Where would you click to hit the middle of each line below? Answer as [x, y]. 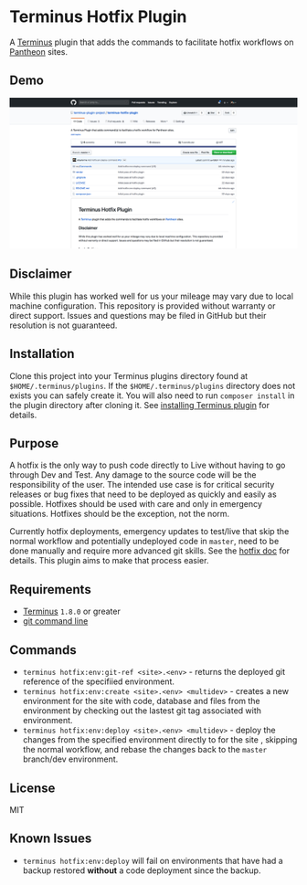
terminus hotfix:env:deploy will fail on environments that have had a [153, 860]
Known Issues [51, 839]
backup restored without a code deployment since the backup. [142, 870]
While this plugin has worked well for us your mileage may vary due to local [152, 296]
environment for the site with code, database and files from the [141, 701]
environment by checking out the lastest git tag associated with [142, 711]
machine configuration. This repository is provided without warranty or [143, 306]
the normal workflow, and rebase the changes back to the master [145, 750]
